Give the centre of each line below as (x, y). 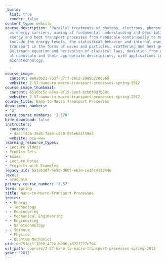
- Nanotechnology (27, 225)
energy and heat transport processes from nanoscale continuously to (83, 38)
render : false (24, 19)
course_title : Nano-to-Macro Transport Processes (57, 101)
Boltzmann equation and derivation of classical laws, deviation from (84, 51)
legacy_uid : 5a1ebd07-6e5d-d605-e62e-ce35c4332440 (58, 170)
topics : (13, 198)
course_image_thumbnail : (31, 88)
